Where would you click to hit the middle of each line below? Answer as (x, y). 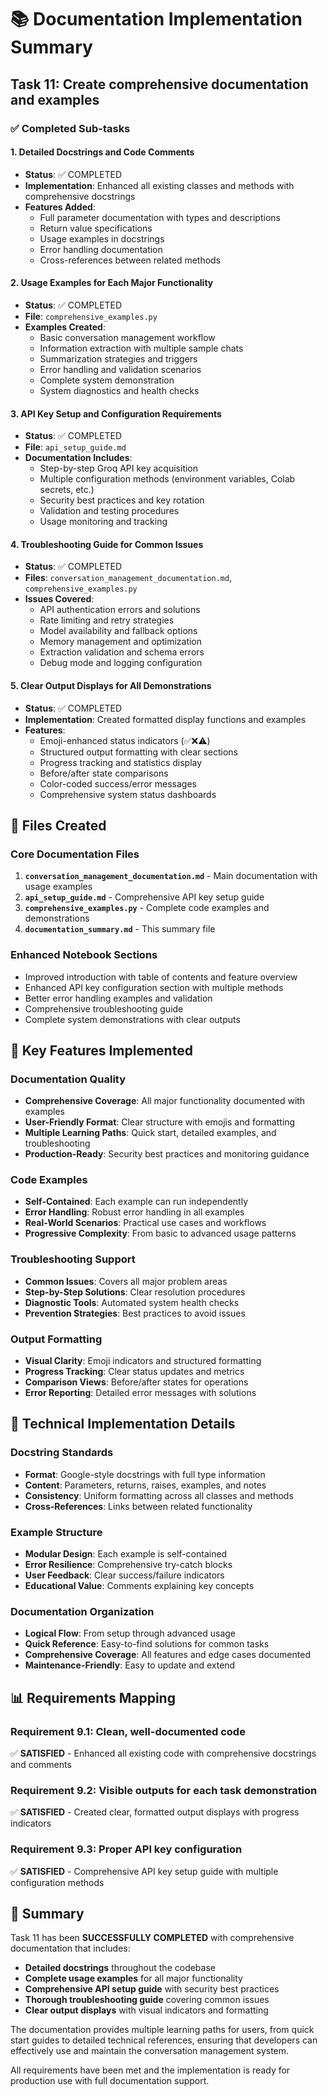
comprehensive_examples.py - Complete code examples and (147, 908)
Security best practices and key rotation (122, 500)
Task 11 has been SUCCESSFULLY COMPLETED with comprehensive (152, 1938)
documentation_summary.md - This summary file (120, 929)
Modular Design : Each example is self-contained (126, 1554)
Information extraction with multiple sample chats (141, 348)
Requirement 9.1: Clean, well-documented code (128, 1731)
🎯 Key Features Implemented (101, 1050)
